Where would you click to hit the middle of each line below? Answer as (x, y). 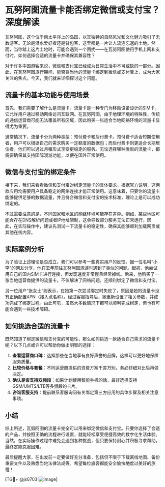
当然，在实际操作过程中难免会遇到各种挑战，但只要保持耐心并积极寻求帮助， (82, 441)
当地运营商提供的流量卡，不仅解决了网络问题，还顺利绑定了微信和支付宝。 (84, 280)
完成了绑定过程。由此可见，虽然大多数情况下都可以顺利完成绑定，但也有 (82, 303)
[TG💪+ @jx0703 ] (31, 479)
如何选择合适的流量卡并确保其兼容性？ (57, 55)
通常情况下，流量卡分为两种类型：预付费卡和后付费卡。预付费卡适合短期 (78, 137)
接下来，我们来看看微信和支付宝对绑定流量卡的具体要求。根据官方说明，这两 (82, 185)
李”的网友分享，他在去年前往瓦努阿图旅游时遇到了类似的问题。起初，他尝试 (82, 268)
